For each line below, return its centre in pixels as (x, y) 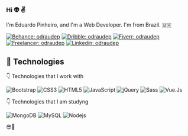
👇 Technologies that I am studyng (47, 102)
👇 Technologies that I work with (45, 76)
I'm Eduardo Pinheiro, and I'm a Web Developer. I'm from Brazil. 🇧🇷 (89, 25)
